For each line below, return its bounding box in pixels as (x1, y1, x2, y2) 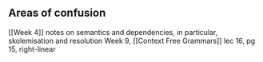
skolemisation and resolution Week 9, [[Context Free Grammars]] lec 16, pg (8, 36, 256, 45)
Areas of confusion (8, 6, 106, 20)
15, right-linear (8, 44, 56, 54)
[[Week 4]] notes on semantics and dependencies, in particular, (8, 27, 218, 37)
